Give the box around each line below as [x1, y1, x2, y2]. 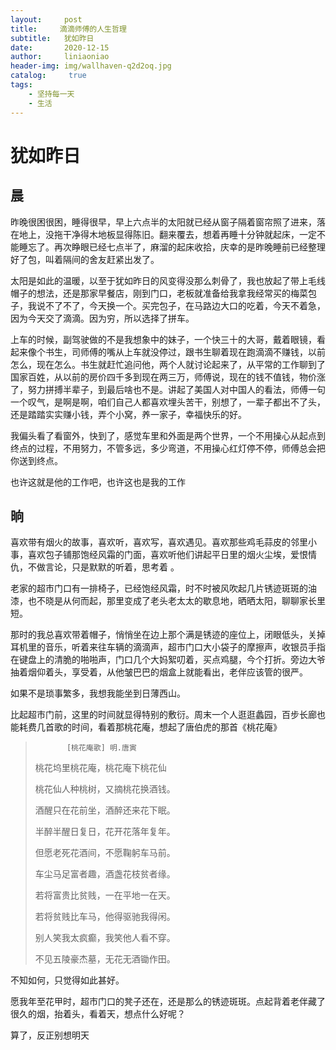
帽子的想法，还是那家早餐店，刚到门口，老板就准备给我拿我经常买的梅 [10, 287, 300, 299]
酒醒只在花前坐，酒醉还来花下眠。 [34, 804, 176, 816]
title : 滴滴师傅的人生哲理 [10, 24, 127, 34]
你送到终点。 [10, 454, 63, 466]
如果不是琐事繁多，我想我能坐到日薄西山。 [10, 687, 186, 700]
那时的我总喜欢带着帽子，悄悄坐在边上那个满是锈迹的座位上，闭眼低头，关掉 [10, 629, 326, 641]
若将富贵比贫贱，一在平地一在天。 [34, 889, 176, 901]
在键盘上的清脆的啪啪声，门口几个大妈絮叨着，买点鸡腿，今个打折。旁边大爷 [10, 654, 326, 666]
